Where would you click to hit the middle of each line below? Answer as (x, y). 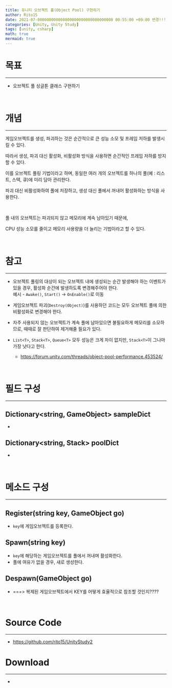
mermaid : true (20, 39)
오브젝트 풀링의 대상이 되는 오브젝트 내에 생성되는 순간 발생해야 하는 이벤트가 (89, 281)
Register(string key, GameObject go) (65, 513)
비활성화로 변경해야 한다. (37, 311)
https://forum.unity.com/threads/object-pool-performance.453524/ (91, 356)
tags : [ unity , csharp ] (29, 29)
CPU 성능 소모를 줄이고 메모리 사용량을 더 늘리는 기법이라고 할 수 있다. (76, 229)
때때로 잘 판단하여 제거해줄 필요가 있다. (63, 329)
